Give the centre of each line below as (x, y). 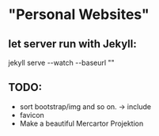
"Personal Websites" (79, 15)
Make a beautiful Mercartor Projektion (81, 123)
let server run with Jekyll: (72, 44)
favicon (32, 115)
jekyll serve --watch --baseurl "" (61, 62)
